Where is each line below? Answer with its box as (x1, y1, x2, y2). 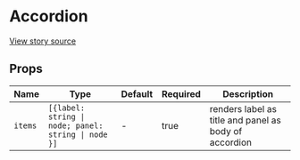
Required (161, 87, 201, 100)
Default (121, 87, 154, 100)
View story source (9, 36, 77, 46)
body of (209, 124, 243, 137)
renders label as (209, 102, 277, 115)
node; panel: (47, 120, 104, 131)
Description (222, 87, 274, 100)
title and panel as (209, 114, 281, 126)
